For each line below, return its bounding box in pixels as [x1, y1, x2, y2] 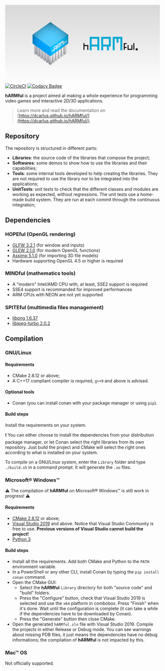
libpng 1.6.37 [12, 315, 38, 321]
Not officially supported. [5, 660, 54, 667]
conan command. [12, 574, 47, 580]
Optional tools [5, 389, 34, 395]
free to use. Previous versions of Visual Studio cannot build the [12, 526, 143, 532]
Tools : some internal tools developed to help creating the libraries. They [12, 170, 158, 176]
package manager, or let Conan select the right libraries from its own [5, 439, 144, 445]
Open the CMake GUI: [12, 579, 57, 585]
